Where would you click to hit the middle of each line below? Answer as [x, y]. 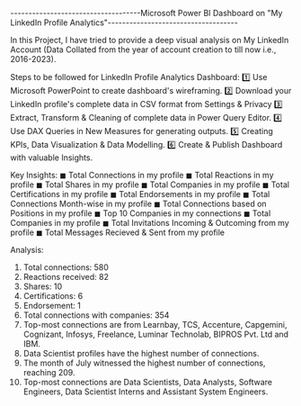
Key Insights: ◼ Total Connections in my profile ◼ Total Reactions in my [142, 175]
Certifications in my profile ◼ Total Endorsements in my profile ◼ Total [140, 194]
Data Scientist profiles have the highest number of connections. [141, 353]
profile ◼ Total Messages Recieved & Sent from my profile [118, 232]
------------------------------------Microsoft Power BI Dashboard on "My [146, 13]
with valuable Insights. [52, 158]
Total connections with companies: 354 [96, 315]
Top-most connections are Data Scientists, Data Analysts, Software [148, 382]
